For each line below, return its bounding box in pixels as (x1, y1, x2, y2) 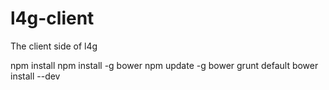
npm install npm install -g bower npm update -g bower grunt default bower (10, 59, 319, 71)
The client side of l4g (10, 40, 98, 52)
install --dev (10, 70, 61, 82)
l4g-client (10, 7, 95, 30)
